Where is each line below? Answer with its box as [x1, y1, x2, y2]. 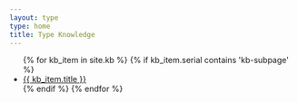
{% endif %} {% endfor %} [22, 83, 124, 95]
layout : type [9, 13, 59, 23]
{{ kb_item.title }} [22, 74, 87, 85]
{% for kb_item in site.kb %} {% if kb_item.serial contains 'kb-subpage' [22, 55, 289, 66]
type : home [9, 22, 51, 31]
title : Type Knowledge [9, 30, 95, 39]
